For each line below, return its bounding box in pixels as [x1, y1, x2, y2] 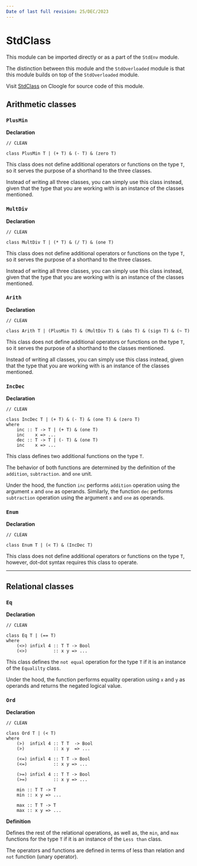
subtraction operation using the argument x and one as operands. [6, 494, 165, 501]
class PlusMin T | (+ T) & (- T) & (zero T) [6, 151, 117, 156]
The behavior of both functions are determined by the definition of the [6, 464, 176, 471]
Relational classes [6, 581, 74, 591]
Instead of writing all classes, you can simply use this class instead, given [6, 356, 184, 363]
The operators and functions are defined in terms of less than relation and [6, 847, 185, 854]
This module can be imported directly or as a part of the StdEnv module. [6, 54, 179, 61]
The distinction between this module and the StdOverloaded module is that [6, 65, 185, 72]
